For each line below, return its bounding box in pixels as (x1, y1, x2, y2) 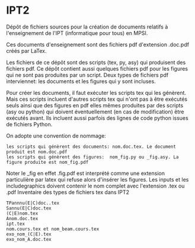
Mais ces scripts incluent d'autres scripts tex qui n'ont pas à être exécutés (6, 96, 188, 103)
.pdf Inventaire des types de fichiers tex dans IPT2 (6, 188, 129, 196)
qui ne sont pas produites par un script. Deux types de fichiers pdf (6, 71, 169, 78)
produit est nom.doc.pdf (6, 149, 68, 155)
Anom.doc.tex (6, 215, 39, 221)
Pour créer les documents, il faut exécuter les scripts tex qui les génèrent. (6, 89, 187, 96)
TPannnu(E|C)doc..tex (6, 200, 60, 206)
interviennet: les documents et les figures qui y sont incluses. (6, 78, 156, 85)
